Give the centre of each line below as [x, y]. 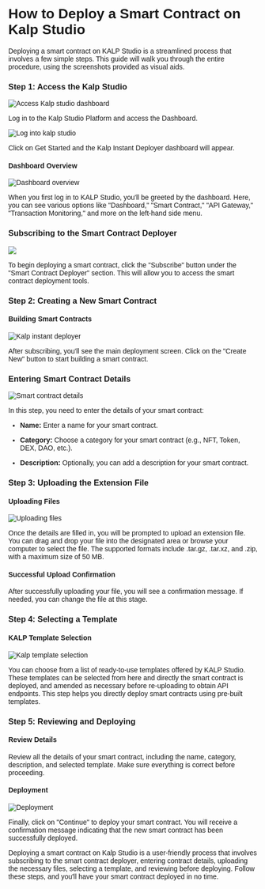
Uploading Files [34, 501]
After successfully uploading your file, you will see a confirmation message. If [126, 592]
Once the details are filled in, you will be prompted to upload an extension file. [127, 533]
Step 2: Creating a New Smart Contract [82, 300]
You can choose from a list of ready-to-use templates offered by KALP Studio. [127, 670]
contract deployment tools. [49, 281]
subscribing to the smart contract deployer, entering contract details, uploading [128, 861]
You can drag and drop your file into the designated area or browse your [118, 541]
